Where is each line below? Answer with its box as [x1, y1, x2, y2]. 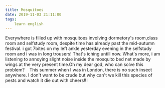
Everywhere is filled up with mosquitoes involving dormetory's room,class [5, 35, 158, 41]
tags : [5, 16, 17, 21]
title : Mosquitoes [5, 7, 44, 12]
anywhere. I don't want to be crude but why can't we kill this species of [5, 72, 153, 78]
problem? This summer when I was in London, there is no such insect [5, 67, 152, 73]
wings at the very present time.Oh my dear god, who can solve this [5, 61, 144, 67]
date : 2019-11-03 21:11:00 [5, 12, 62, 17]
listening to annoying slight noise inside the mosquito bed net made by [5, 56, 151, 62]
